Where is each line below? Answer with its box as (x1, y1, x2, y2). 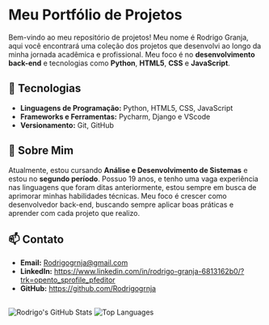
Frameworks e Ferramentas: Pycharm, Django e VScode (19, 112, 211, 121)
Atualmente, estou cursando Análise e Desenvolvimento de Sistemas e (8, 165, 248, 175)
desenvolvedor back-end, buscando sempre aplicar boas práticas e (8, 200, 234, 209)
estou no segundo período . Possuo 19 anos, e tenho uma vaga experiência (8, 174, 258, 184)
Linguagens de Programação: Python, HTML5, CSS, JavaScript (19, 103, 233, 112)
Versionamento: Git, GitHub (19, 120, 115, 130)
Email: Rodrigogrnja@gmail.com (19, 258, 128, 268)
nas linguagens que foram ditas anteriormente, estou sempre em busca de (8, 182, 257, 192)
